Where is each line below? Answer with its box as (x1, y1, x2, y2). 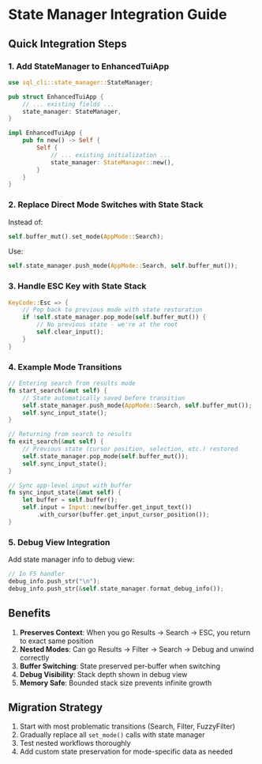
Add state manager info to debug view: (8, 555, 135, 564)
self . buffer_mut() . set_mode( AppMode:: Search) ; (8, 232, 164, 240)
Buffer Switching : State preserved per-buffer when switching (19, 661, 221, 671)
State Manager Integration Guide (8, 6, 227, 24)
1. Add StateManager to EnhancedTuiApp (8, 61, 170, 72)
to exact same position (19, 636, 94, 645)
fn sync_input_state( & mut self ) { (8, 488, 122, 497)
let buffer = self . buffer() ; (22, 496, 118, 504)
